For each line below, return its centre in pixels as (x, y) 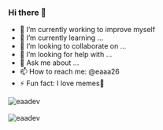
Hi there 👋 (28, 13)
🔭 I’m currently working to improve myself (87, 30)
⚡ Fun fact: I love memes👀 (62, 83)
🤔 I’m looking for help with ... (66, 55)
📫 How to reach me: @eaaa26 (69, 72)
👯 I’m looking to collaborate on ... (73, 46)
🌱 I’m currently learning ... (61, 38)
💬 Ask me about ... (49, 63)
